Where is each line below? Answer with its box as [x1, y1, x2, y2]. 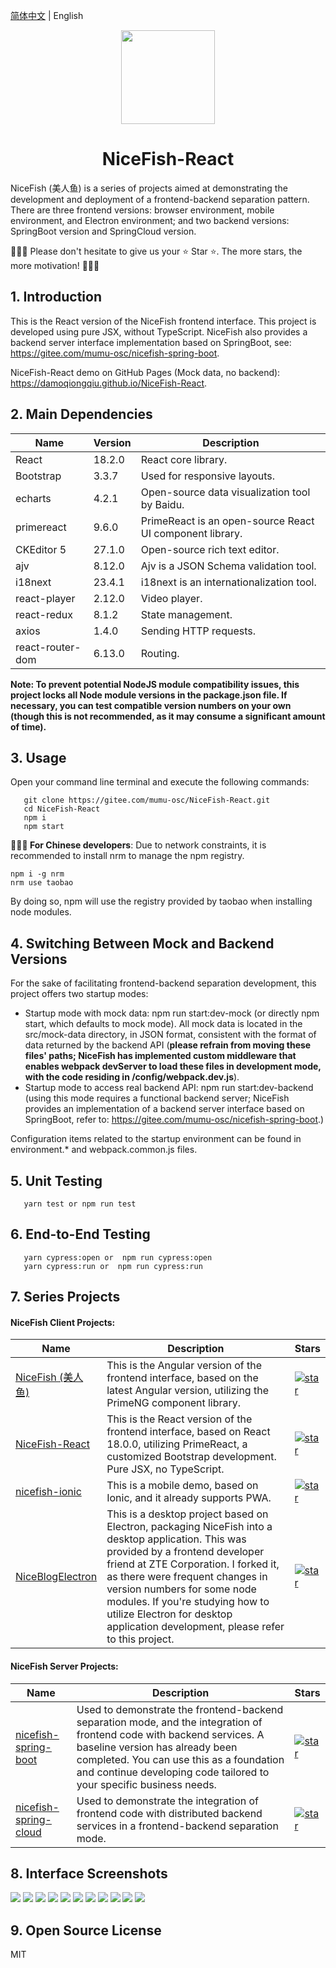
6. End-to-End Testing [10, 1226, 151, 1243]
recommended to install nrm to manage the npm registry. [10, 850, 245, 862]
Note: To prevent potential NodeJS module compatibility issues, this [10, 678, 300, 690]
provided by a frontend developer [106, 1545, 265, 1559]
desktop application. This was [106, 1532, 247, 1546]
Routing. [140, 646, 180, 660]
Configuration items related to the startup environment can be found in [10, 1133, 302, 1145]
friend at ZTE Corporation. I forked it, [106, 1557, 280, 1571]
